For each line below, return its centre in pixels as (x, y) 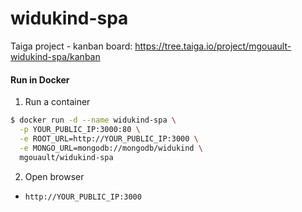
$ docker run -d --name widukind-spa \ (93, 120)
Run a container (57, 102)
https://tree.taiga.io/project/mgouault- (213, 46)
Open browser (54, 176)
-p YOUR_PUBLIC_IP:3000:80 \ (80, 130)
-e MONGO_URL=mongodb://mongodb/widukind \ (111, 148)
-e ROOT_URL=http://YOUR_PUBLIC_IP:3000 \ (109, 138)
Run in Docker (40, 79)
